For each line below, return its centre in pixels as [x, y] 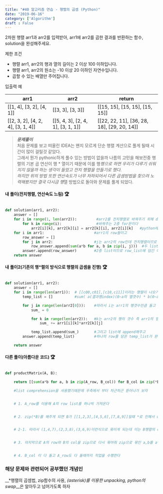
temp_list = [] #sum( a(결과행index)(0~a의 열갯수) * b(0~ [90, 297]
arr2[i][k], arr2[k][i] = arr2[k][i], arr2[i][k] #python [93, 228]
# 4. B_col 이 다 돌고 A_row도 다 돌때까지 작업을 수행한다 [67, 456]
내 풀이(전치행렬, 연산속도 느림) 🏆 [37, 194]
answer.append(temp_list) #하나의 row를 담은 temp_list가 [87, 337]
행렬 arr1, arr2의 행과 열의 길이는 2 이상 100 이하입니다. [65, 64]
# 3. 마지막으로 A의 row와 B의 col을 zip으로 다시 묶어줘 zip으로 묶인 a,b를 [83, 443]
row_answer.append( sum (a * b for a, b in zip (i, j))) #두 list [95, 246]
